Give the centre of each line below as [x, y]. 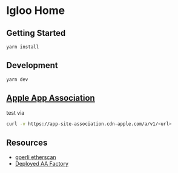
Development [32, 65]
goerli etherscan [35, 157]
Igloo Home [36, 11]
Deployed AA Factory [41, 164]
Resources [27, 142]
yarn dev [17, 80]
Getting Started [36, 33]
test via [15, 112]
